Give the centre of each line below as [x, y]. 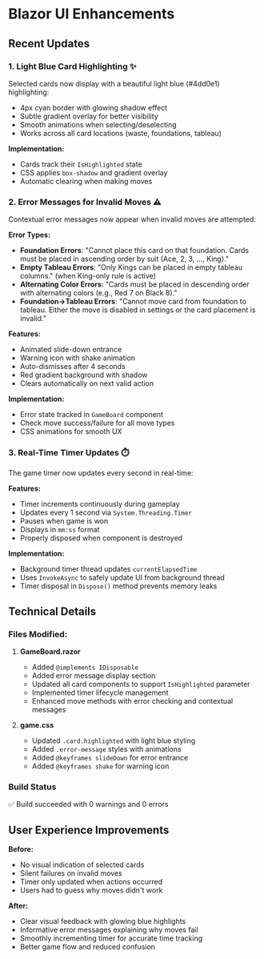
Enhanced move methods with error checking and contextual [132, 701]
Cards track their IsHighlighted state [81, 164]
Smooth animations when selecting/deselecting [98, 124]
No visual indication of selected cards [82, 865]
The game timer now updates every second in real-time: [101, 473]
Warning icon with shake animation [78, 358]
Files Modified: [38, 634]
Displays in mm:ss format [60, 530]
